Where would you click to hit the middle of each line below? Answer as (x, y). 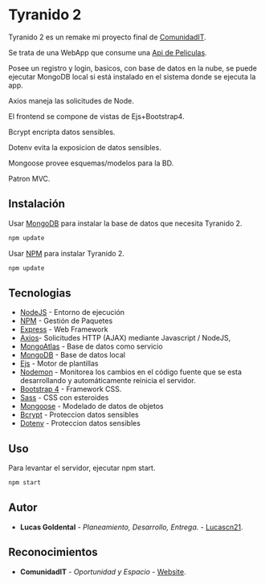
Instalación (37, 204)
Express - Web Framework (64, 329)
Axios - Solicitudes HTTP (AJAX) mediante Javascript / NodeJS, (125, 338)
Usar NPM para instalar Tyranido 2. (66, 253)
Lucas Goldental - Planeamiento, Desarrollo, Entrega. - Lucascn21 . (131, 527)
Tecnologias (40, 293)
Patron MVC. (29, 178)
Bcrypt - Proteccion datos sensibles (79, 415)
